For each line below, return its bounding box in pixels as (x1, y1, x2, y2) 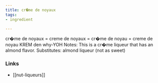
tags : (5, 12, 17, 17)
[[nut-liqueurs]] (12, 72, 46, 78)
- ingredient (5, 17, 33, 22)
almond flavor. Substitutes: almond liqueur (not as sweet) (5, 47, 126, 53)
